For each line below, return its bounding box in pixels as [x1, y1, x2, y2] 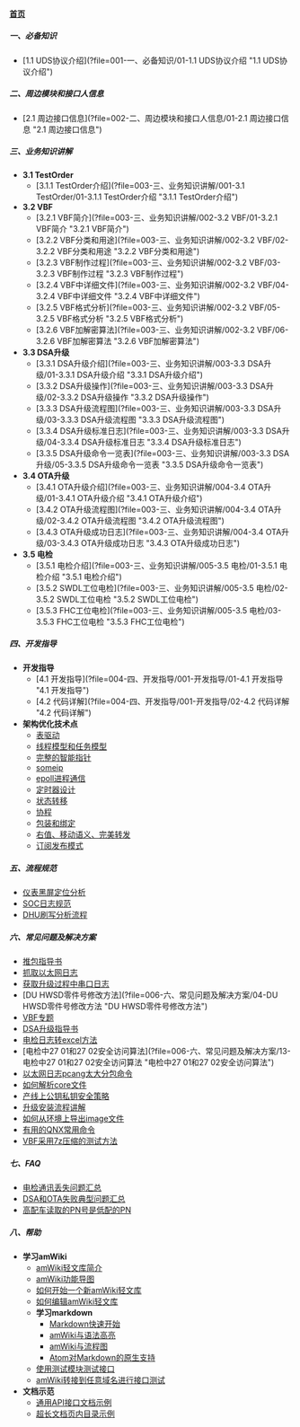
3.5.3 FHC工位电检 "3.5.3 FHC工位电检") [35, 616, 186, 627]
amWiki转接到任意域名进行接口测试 [35, 1375, 166, 1386]
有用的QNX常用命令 [22, 1124, 96, 1135]
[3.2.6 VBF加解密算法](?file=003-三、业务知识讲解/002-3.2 [35, 324, 255, 335]
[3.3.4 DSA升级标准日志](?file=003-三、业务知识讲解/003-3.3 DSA [35, 425, 283, 436]
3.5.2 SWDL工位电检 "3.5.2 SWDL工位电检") [35, 594, 199, 604]
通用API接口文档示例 [35, 1397, 112, 1408]
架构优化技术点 [22, 718, 78, 729]
